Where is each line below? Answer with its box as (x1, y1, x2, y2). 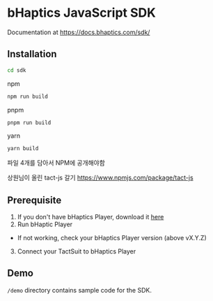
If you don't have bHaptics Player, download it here (17, 213, 164, 221)
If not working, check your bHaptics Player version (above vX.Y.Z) (17, 234, 207, 242)
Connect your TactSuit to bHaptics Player (17, 247, 136, 256)
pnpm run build (7, 119, 52, 126)
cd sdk (7, 66, 26, 74)
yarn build (7, 145, 39, 152)
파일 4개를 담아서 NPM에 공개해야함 (7, 159, 106, 167)
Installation (7, 48, 57, 60)
